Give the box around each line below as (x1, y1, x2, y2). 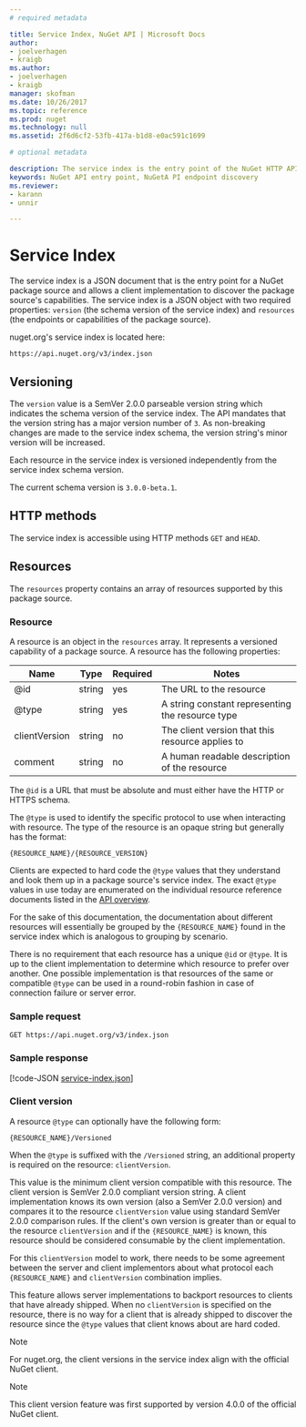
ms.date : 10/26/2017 (9, 97, 88, 107)
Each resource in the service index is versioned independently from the (9, 454, 278, 465)
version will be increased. (9, 437, 106, 447)
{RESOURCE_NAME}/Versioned (9, 1133, 112, 1143)
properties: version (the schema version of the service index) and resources (9, 304, 295, 315)
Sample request (9, 1010, 81, 1023)
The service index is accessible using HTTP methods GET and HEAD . (9, 532, 260, 543)
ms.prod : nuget (9, 115, 67, 124)
